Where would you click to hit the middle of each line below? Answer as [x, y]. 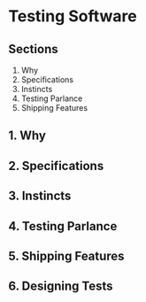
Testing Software [73, 16]
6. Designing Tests [61, 287]
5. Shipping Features [66, 256]
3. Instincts [40, 196]
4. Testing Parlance [63, 226]
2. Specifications [56, 166]
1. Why [27, 136]
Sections [33, 49]
